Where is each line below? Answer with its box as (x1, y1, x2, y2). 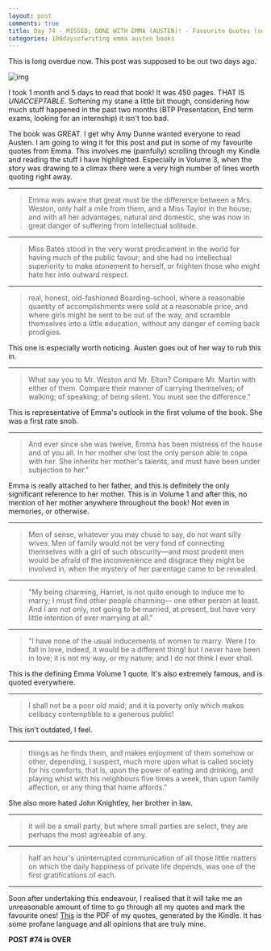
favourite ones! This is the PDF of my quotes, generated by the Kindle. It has (8, 911, 262, 920)
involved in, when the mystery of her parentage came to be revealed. (27, 564, 258, 574)
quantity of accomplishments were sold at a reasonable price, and (27, 302, 248, 312)
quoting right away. (8, 172, 73, 182)
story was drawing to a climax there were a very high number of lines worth (8, 163, 260, 174)
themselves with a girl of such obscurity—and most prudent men (27, 547, 244, 557)
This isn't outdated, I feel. (8, 725, 93, 735)
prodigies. (27, 328, 62, 337)
